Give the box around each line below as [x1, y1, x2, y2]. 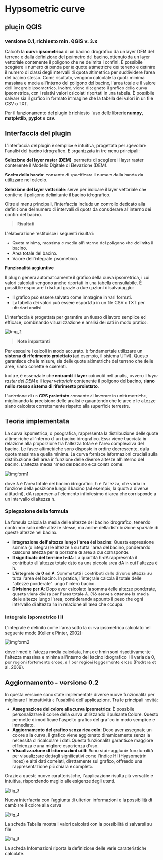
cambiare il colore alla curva [5, 802, 62, 808]
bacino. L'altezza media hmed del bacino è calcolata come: [5, 461, 124, 467]
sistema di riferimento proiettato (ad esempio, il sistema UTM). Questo [5, 353, 149, 359]
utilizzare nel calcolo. [5, 177, 48, 183]
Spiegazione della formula [5, 508, 68, 515]
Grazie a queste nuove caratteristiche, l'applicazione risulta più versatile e [5, 772, 153, 778]
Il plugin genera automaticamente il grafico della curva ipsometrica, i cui [5, 274, 150, 280]
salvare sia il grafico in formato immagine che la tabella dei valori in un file [5, 95, 153, 101]
